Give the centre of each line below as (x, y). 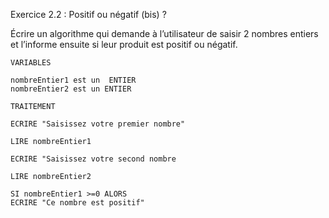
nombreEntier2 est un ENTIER (71, 89)
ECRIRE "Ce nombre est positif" (77, 203)
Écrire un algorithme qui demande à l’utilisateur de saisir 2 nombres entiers (164, 33)
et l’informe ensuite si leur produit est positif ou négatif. (124, 44)
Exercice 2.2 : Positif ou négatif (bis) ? (88, 14)
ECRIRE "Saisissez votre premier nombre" (98, 124)
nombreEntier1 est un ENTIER (73, 80)
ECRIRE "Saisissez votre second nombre (93, 159)
